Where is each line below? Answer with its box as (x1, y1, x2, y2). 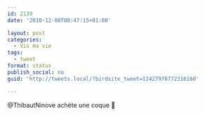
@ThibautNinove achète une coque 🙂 (7, 101, 116, 109)
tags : (7, 49, 23, 56)
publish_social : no (7, 68, 65, 76)
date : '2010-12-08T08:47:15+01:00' (7, 17, 112, 24)
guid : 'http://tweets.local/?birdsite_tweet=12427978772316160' (7, 75, 199, 82)
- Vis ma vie (13, 43, 52, 50)
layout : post (7, 30, 46, 37)
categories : (7, 36, 42, 43)
